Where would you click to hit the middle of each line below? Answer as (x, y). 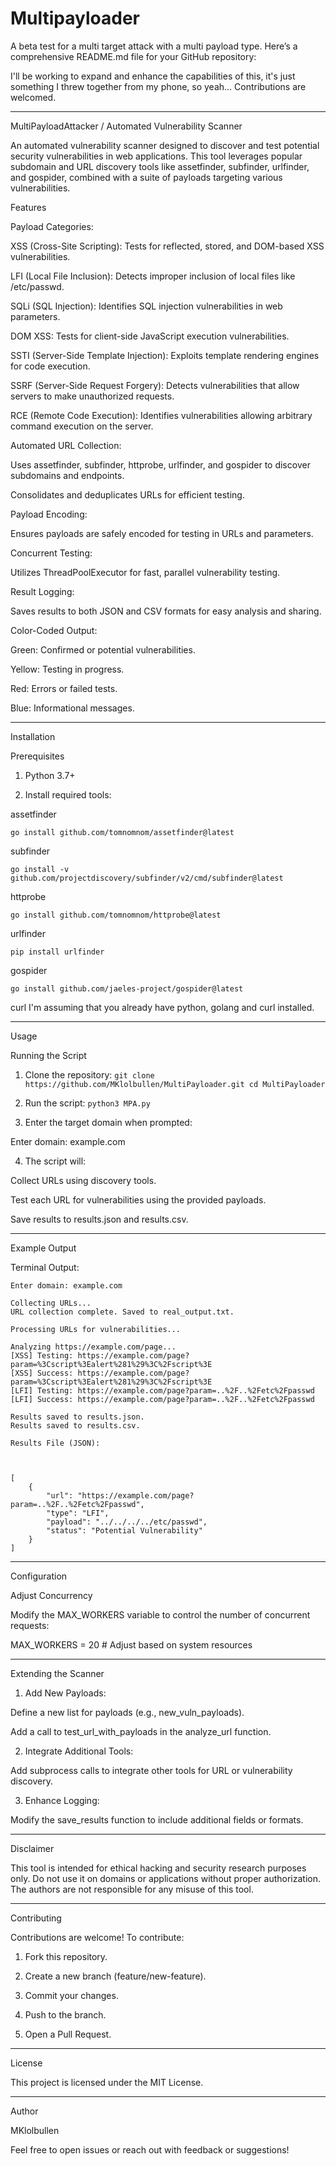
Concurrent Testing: (51, 553)
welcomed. (33, 97)
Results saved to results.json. (77, 1417)
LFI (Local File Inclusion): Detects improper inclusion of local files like (153, 276)
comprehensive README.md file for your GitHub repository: (133, 56)
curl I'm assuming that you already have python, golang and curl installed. (162, 1007)
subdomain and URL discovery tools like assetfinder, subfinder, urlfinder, (160, 166)
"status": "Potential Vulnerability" (124, 1530)
